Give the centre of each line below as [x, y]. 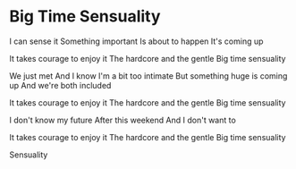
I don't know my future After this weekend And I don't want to [123, 120]
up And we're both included [60, 85]
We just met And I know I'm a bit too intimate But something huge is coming [148, 76]
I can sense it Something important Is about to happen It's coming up [136, 41]
